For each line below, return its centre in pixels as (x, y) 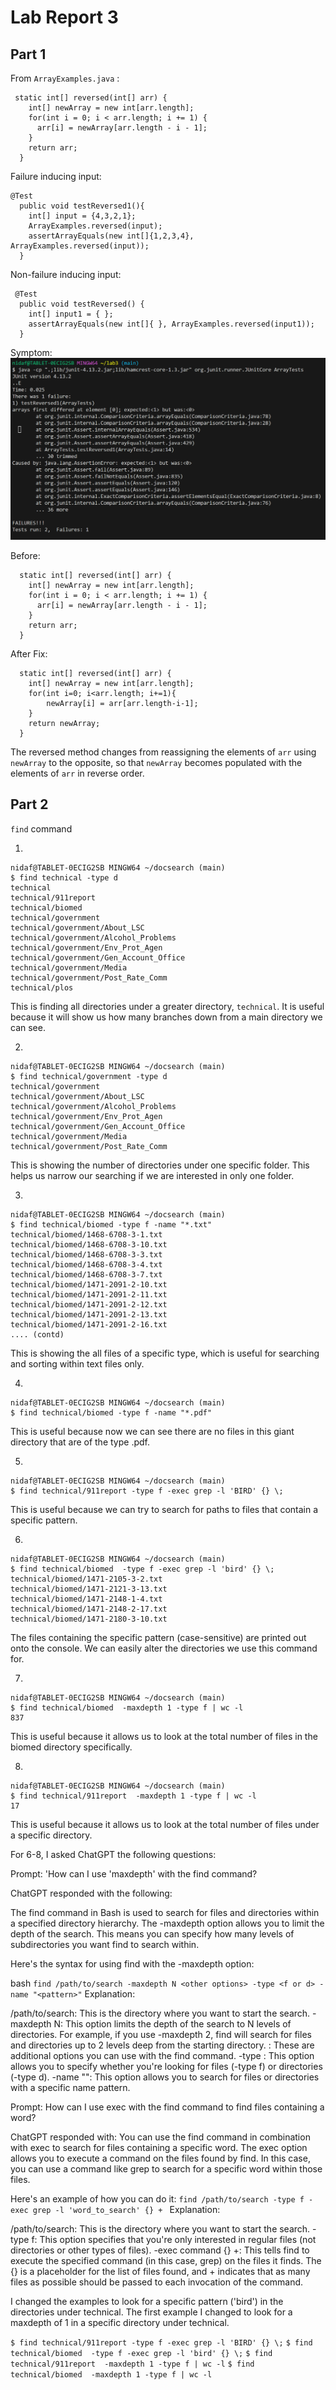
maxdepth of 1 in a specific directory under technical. (120, 2322)
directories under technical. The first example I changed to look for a (151, 2312)
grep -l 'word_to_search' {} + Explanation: (126, 2209)
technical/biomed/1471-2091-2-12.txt (89, 1304)
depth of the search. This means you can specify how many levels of (152, 1933)
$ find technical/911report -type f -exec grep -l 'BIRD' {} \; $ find (161, 2342)
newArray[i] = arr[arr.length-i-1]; (122, 703)
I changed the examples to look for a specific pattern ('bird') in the (147, 2301)
